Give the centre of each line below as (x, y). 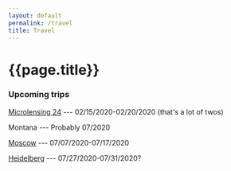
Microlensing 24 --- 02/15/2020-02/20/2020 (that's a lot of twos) (116, 111)
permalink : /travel (41, 23)
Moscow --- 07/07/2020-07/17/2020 (69, 142)
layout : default (35, 16)
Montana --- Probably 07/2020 (59, 127)
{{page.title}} (54, 70)
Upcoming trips (39, 95)
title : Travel (32, 30)
